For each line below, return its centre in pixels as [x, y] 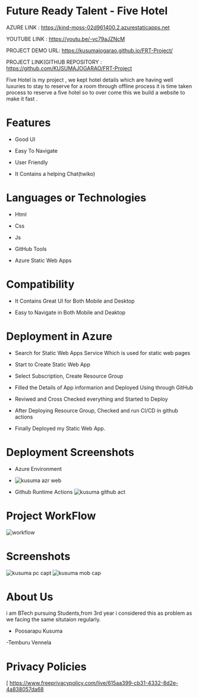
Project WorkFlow [51, 516]
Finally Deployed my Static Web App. [60, 428]
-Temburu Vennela [29, 643]
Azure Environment [38, 469]
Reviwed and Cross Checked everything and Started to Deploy [91, 399]
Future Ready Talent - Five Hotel [87, 11]
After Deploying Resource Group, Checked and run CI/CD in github [96, 410]
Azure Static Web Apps [43, 260]
